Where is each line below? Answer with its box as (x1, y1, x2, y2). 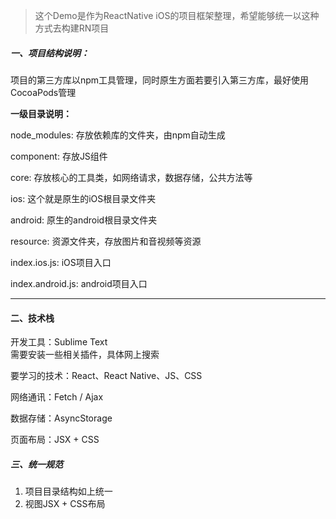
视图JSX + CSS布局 (24, 498, 106, 510)
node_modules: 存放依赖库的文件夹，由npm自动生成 (10, 129, 226, 141)
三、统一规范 (10, 458, 63, 470)
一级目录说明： (10, 107, 72, 119)
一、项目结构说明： (10, 47, 90, 59)
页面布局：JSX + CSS (10, 434, 100, 446)
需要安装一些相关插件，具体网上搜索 (10, 349, 160, 361)
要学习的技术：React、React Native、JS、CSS (10, 370, 203, 382)
